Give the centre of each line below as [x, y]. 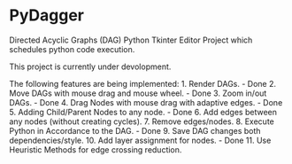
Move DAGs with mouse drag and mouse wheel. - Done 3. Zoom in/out [138, 93]
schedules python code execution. [72, 49]
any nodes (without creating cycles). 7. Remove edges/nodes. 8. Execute [142, 121]
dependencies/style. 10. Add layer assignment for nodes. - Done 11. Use [140, 140]
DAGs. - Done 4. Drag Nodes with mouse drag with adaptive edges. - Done [146, 102]
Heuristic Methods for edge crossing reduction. [96, 149]
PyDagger [47, 16]
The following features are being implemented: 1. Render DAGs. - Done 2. [143, 83]
